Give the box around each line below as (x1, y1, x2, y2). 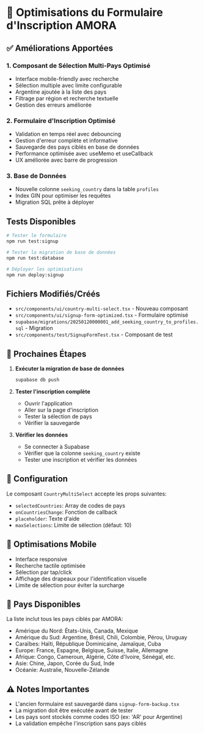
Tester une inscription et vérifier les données (24, 456, 137, 464)
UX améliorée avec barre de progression (15, 156, 118, 164)
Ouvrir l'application (24, 400, 73, 407)
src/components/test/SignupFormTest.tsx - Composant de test (15, 331, 173, 339)
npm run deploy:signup (6, 272, 64, 278)
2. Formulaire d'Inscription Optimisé (6, 116, 116, 125)
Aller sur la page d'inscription (24, 407, 99, 414)
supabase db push (15, 377, 60, 383)
